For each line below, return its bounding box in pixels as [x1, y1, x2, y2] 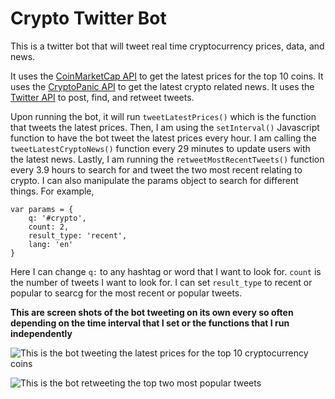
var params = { [10, 204, 74, 214]
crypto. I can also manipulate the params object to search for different [10, 174, 299, 186]
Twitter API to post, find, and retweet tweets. [10, 91, 195, 103]
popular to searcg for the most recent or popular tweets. [10, 287, 243, 299]
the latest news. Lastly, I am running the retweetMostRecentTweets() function [10, 153, 325, 165]
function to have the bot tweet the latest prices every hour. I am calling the [10, 132, 317, 144]
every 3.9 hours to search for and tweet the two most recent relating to [10, 163, 303, 176]
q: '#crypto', [28, 213, 87, 223]
